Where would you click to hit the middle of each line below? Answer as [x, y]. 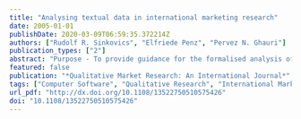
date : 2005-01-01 [42, 26]
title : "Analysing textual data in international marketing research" [144, 17]
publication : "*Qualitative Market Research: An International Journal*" [150, 76]
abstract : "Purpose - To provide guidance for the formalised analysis [146, 59]
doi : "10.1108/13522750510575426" [74, 101]
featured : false [39, 68]
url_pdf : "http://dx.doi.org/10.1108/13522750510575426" [118, 92]
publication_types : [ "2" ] [57, 51]
